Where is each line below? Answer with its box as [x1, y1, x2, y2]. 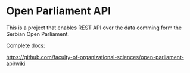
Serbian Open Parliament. [6, 30, 70, 37]
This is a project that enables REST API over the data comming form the [6, 24, 182, 31]
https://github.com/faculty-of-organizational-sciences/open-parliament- [6, 53, 185, 60]
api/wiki [6, 60, 26, 67]
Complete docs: [6, 42, 45, 49]
